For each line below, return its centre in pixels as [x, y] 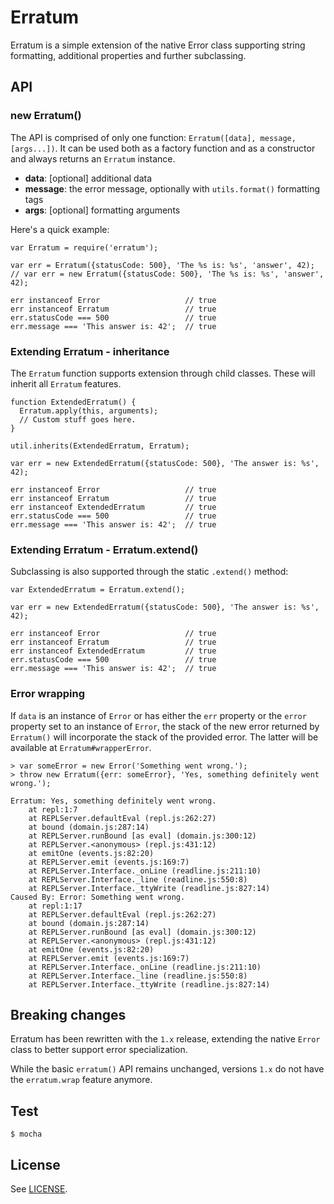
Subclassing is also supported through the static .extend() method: [149, 572]
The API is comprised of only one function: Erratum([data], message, [153, 137]
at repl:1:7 [53, 809]
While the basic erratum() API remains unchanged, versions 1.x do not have [167, 1069]
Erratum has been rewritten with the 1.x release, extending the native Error [165, 1039]
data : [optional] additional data [88, 178]
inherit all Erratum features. [66, 383]
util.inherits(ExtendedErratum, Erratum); [100, 446]
